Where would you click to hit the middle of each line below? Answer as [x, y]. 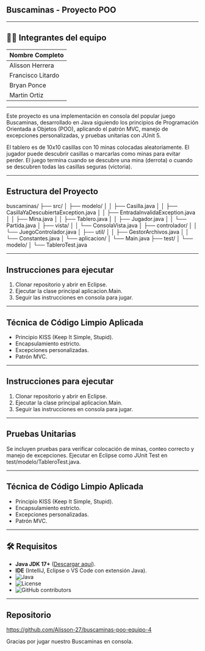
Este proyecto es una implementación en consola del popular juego [91, 116]
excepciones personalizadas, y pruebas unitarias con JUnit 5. [84, 135]
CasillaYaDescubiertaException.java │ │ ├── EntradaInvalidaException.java [101, 212]
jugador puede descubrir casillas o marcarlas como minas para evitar [93, 153]
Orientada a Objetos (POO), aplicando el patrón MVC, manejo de [87, 129]
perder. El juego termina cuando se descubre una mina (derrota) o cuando [100, 160]
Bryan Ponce [28, 85]
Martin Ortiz [27, 95]
